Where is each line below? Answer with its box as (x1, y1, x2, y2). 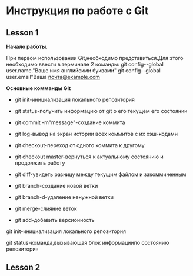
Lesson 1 (6, 28, 39, 38)
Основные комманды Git (6, 85, 71, 92)
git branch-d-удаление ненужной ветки (14, 194, 114, 201)
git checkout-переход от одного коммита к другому (14, 142, 145, 148)
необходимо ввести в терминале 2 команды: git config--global (6, 61, 164, 68)
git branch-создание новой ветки (14, 182, 98, 189)
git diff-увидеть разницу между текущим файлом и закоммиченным (14, 171, 187, 178)
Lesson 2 (6, 262, 41, 272)
